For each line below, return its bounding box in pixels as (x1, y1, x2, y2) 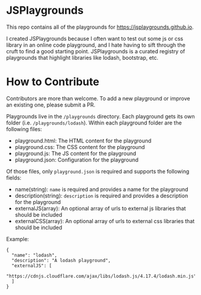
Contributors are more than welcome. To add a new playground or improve (6, 95, 190, 102)
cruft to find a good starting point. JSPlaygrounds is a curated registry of (6, 47, 185, 54)
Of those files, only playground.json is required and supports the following (6, 168, 190, 175)
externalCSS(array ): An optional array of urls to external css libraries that (14, 217, 195, 224)
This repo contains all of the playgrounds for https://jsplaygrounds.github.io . (6, 23, 194, 31)
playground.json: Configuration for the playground (14, 156, 139, 163)
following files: (6, 125, 42, 132)
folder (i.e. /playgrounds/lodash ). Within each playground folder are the (6, 119, 182, 126)
